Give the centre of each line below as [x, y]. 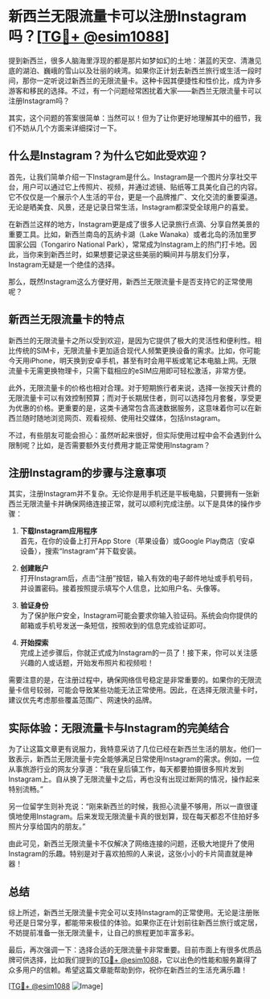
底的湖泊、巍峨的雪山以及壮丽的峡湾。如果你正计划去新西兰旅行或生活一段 [131, 70]
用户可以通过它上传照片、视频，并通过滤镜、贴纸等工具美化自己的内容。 [142, 187]
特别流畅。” [26, 790]
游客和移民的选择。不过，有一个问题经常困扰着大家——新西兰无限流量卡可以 [135, 90]
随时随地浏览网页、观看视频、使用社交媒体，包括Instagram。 [123, 418]
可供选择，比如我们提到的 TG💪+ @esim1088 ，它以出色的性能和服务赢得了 [136, 960]
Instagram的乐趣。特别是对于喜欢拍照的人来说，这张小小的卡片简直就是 [127, 854]
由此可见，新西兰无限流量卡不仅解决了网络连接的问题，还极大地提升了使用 [131, 844]
